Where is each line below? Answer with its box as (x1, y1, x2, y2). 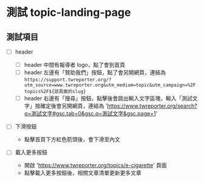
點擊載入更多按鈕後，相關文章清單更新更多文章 (24, 169, 141, 177)
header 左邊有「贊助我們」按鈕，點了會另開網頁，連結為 (24, 69, 166, 76)
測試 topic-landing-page (6, 5, 131, 19)
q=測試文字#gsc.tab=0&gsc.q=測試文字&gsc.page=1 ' (24, 110, 158, 117)
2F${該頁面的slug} (43, 89, 86, 95)
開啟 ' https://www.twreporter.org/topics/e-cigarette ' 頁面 (24, 162, 167, 169)
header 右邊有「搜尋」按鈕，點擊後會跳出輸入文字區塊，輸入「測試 (24, 95, 192, 102)
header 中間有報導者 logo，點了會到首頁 (24, 61, 126, 69)
